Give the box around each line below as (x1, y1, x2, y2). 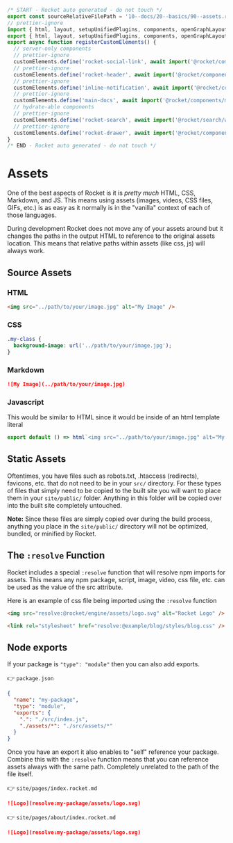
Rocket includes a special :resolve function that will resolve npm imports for (7, 568, 225, 577)
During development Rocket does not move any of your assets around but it (7, 225, 223, 233)
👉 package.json (7, 674, 54, 682)
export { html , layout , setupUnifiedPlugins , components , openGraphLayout (7, 32, 228, 40)
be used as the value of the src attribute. (7, 583, 123, 591)
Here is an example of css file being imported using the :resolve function (7, 596, 217, 604)
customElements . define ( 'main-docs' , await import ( (13, 97, 163, 104)
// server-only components (13, 45, 92, 52)
